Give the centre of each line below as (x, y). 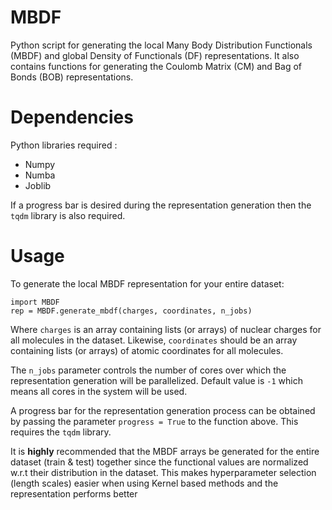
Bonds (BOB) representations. (72, 77)
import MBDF (35, 302)
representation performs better (74, 493)
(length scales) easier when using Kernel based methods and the (144, 483)
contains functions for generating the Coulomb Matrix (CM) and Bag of (156, 66)
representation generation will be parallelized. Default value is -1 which (156, 380)
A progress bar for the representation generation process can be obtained (163, 410)
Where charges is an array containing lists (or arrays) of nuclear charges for (166, 329)
